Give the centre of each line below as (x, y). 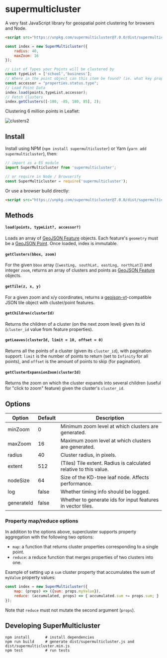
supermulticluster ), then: (32, 154)
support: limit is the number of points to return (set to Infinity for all (77, 356)
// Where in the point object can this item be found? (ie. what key (79, 79)
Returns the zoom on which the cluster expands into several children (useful (83, 383)
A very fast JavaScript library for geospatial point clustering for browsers (80, 23)
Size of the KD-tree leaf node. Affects (105, 477)
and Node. (16, 28)
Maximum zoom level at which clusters (106, 440)
